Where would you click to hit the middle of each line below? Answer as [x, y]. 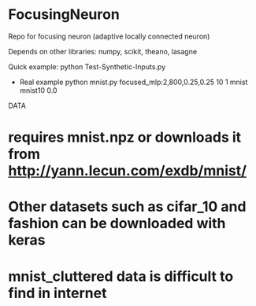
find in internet [58, 293]
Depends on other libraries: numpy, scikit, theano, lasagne [103, 51]
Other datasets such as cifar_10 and [127, 207]
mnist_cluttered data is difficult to [121, 276]
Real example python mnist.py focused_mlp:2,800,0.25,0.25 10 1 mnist [134, 82]
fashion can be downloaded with [117, 224]
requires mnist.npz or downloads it [125, 137]
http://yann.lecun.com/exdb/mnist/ [127, 171]
